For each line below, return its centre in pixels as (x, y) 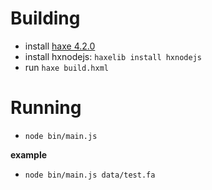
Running (46, 108)
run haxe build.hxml (66, 67)
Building (45, 18)
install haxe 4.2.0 (60, 46)
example (29, 154)
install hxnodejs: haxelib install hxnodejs (113, 56)
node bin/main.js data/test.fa (90, 175)
